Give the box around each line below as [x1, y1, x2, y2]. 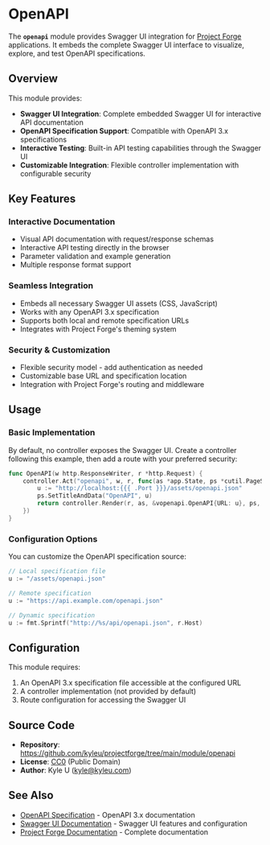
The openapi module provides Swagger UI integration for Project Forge [8, 31, 242, 41]
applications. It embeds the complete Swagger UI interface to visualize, [8, 39, 245, 49]
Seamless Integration [8, 280, 94, 291]
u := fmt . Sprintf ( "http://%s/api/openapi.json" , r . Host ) [8, 619, 203, 627]
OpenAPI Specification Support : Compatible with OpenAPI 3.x [19, 126, 229, 135]
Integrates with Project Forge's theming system [19, 324, 177, 334]
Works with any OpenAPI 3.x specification [19, 307, 159, 316]
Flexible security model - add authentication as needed [19, 363, 203, 373]
